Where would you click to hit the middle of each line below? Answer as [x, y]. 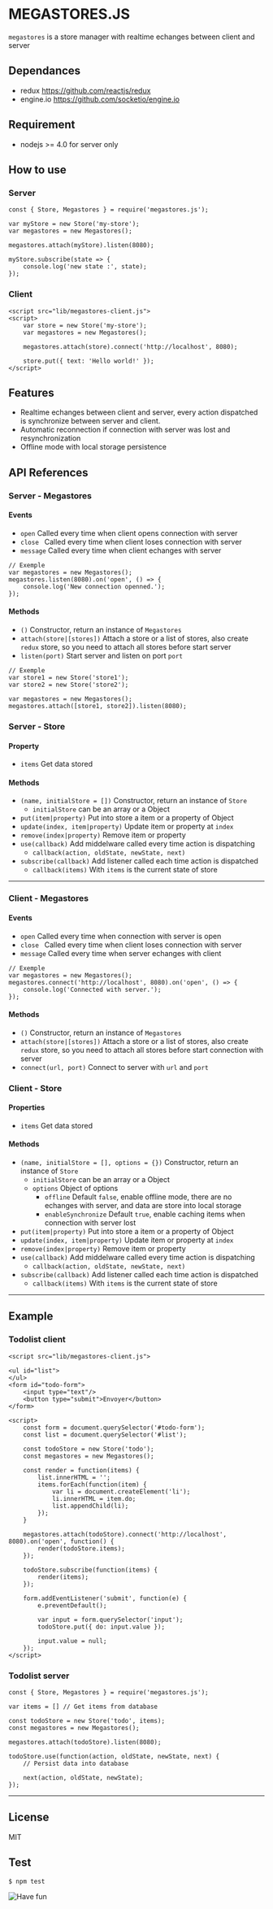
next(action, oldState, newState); [83, 1778]
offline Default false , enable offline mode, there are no [138, 1197]
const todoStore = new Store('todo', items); [87, 1721]
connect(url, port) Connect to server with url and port [114, 1067]
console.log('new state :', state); [85, 267]
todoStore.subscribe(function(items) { [91, 1570]
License [29, 1818]
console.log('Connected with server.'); [92, 989]
